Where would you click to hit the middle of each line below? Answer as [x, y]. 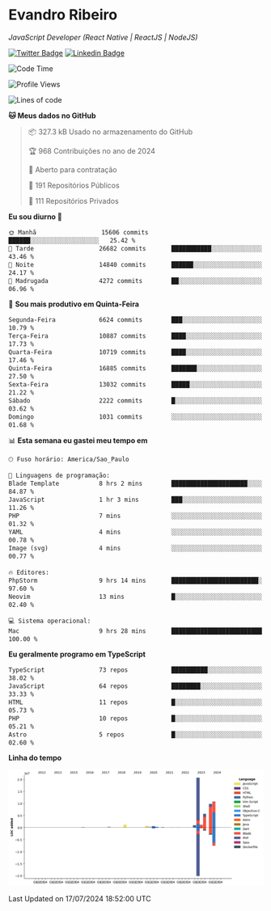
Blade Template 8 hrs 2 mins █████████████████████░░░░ [135, 483]
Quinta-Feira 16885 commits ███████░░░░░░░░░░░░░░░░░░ [135, 368]
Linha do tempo [35, 757]
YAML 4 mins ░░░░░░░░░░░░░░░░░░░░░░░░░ [135, 532]
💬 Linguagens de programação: [59, 475]
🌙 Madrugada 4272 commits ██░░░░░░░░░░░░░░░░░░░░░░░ [135, 280]
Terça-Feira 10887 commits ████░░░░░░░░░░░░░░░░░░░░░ [135, 336]
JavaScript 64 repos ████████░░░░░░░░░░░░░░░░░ [135, 686]
